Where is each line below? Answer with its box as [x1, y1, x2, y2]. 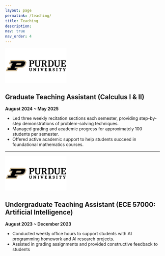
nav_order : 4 [5, 34, 32, 39]
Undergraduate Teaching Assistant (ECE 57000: [5, 200, 156, 209]
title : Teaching [5, 18, 38, 23]
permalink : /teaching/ [5, 13, 52, 18]
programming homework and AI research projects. [12, 236, 114, 242]
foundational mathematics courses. [12, 142, 84, 147]
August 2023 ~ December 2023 [5, 221, 72, 227]
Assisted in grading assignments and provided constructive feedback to [12, 241, 158, 247]
